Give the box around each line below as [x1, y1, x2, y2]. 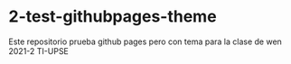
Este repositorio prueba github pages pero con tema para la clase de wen [8, 36, 282, 47]
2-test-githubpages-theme [8, 6, 218, 27]
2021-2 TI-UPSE [8, 45, 70, 56]
